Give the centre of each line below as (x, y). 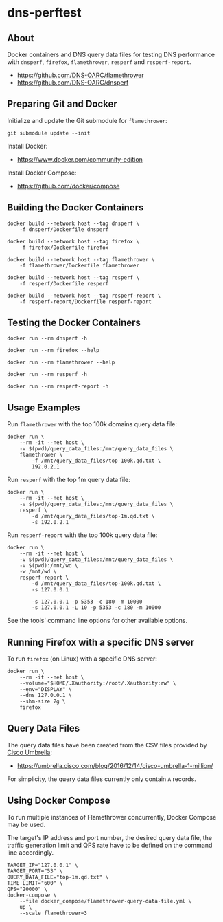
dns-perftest (44, 13)
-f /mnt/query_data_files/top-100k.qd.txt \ (96, 461)
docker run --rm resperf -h (47, 375)
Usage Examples (44, 407)
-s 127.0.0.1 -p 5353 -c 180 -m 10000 (87, 602)
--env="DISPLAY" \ (46, 690)
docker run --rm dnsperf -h (47, 338)
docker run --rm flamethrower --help (61, 362)
